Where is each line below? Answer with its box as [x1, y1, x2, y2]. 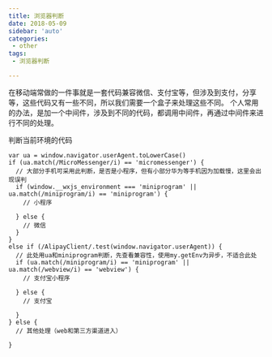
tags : [8, 49, 27, 58]
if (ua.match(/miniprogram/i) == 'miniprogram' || [15, 258, 190, 266]
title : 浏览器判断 [8, 11, 65, 20]
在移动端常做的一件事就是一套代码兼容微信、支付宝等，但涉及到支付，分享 [8, 87, 257, 97]
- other [11, 42, 38, 50]
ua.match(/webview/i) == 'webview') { [8, 265, 139, 273]
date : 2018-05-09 [8, 19, 67, 28]
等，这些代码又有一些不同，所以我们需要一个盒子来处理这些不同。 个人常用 [8, 97, 259, 107]
